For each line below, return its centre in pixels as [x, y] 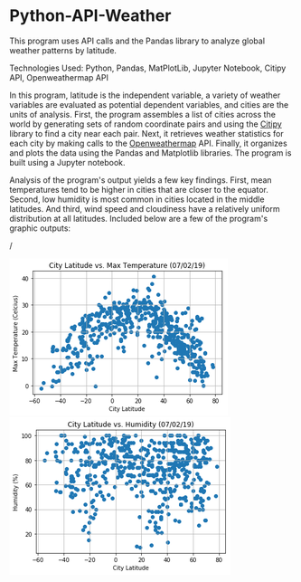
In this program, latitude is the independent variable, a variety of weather [145, 95]
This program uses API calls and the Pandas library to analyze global [137, 41]
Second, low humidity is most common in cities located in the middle [137, 199]
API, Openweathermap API [59, 77]
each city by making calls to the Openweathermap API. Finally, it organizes [148, 143]
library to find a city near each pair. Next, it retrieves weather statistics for [147, 133]
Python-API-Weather [90, 16]
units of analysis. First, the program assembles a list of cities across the [142, 114]
